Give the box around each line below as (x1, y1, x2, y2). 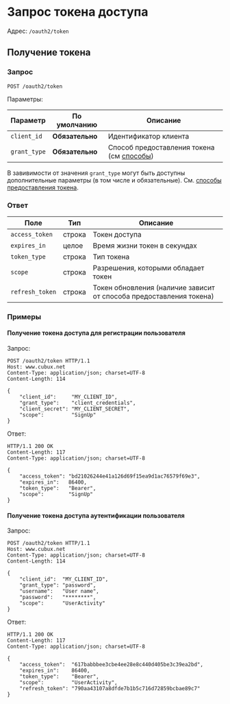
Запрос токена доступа (7, 4, 149, 20)
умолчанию (56, 119, 98, 129)
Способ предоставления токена (107, 142, 215, 152)
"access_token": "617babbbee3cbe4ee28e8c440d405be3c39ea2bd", (19, 661, 204, 668)
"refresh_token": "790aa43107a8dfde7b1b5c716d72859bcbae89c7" (19, 685, 201, 692)
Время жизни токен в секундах (92, 241, 197, 250)
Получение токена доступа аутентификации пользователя (7, 511, 185, 519)
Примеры (7, 312, 42, 321)
